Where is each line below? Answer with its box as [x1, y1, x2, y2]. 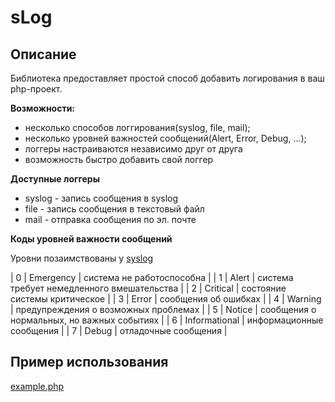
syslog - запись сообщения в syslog [24, 192, 179, 204]
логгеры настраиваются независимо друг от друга [24, 143, 243, 155]
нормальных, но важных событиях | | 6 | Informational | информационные [10, 314, 324, 326]
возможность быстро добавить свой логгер [24, 154, 214, 165]
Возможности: [10, 102, 76, 114]
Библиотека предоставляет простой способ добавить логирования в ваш [10, 72, 325, 84]
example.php [10, 380, 65, 392]
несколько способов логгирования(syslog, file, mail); [24, 122, 251, 133]
